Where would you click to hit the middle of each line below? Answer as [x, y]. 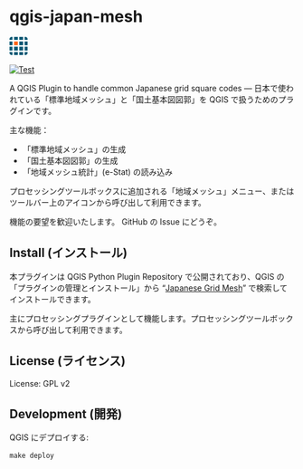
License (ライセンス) [68, 361]
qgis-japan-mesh [76, 17]
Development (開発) [66, 414]
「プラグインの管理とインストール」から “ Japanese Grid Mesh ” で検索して [148, 288]
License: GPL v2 [40, 383]
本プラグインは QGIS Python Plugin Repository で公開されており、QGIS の [147, 276]
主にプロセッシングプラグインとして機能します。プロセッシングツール [140, 318]
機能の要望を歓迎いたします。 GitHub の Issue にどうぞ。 [115, 221]
